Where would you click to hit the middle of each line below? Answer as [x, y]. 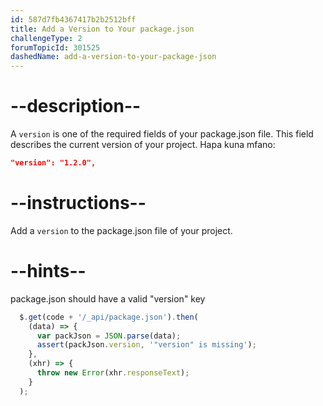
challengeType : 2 [46, 38]
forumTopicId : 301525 [55, 47]
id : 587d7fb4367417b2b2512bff [73, 19]
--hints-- [48, 271]
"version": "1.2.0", [53, 163]
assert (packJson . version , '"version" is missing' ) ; [146, 345]
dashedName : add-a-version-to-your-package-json [113, 57]
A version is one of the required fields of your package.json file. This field [162, 134]
